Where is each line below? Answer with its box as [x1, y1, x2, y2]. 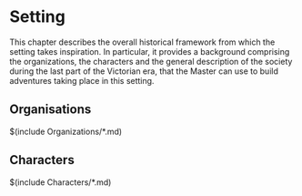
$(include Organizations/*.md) [9, 126, 123, 137]
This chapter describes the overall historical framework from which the [9, 36, 276, 47]
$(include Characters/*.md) [9, 176, 112, 188]
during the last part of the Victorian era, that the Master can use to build [9, 66, 279, 77]
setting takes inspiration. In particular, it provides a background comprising [9, 46, 290, 57]
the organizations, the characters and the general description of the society [9, 56, 293, 67]
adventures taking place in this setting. [9, 75, 155, 86]
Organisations [9, 102, 92, 118]
